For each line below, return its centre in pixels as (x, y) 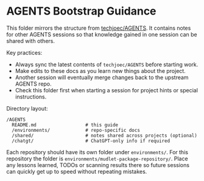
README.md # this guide (65, 125)
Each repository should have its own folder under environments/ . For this (97, 152)
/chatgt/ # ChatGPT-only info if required (91, 141)
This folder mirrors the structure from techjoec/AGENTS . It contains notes (99, 28)
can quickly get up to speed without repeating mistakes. (77, 171)
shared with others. (30, 41)
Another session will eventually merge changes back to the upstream (102, 77)
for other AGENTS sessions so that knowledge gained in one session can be (102, 34)
